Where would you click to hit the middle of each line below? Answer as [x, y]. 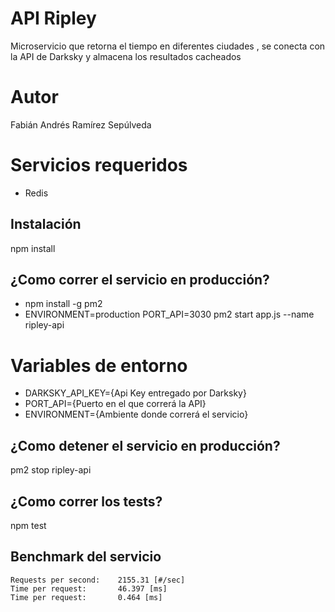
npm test [28, 525]
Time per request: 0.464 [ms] [86, 597]
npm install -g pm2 [63, 304]
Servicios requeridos [99, 165]
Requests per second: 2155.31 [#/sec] [98, 580]
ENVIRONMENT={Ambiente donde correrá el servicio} [136, 414]
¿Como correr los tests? [86, 501]
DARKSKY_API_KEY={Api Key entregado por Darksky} [135, 393]
